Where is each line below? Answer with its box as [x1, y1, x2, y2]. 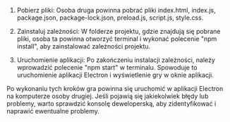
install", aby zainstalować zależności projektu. [16, 42, 151, 50]
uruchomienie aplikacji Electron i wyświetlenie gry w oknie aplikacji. [16, 71, 214, 79]
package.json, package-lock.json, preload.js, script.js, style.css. [16, 13, 204, 22]
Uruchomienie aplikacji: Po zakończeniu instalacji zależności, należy [16, 56, 216, 64]
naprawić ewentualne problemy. [6, 107, 100, 115]
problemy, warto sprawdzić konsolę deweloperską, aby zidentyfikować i [6, 99, 217, 108]
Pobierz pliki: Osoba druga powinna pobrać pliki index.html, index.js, [16, 6, 216, 14]
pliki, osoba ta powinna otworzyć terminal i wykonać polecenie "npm [16, 35, 217, 43]
